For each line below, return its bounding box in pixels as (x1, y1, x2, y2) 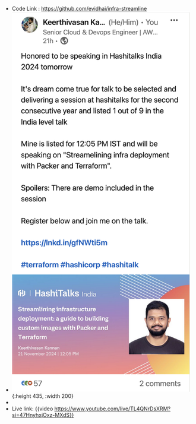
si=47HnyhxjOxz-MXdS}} (11, 412, 74, 418)
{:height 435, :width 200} (11, 393, 74, 400)
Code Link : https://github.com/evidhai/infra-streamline (11, 5, 147, 12)
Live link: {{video (11, 405, 53, 412)
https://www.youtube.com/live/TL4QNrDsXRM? (54, 405, 171, 412)
